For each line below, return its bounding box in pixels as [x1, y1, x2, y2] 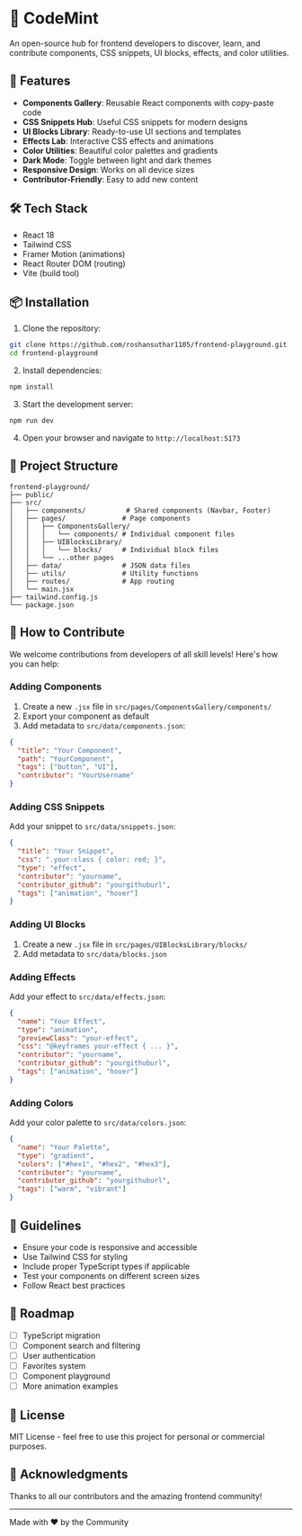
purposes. [9, 1441, 48, 1451]
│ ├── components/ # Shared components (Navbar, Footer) [9, 505, 271, 515]
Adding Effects [9, 970, 76, 983]
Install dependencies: [22, 365, 102, 376]
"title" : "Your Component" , [17, 746, 123, 755]
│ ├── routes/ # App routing [9, 576, 175, 585]
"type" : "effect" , [17, 863, 87, 872]
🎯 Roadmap [9, 1306, 75, 1321]
